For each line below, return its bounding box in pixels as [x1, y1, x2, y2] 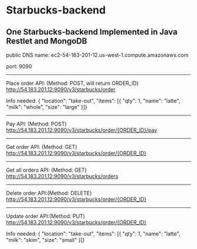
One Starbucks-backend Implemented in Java [6, 27, 178, 37]
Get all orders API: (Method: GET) [6, 166, 87, 173]
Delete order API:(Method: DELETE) [6, 190, 92, 196]
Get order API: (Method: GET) [6, 144, 77, 150]
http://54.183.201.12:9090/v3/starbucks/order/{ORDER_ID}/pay [6, 127, 157, 134]
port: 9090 [6, 63, 32, 70]
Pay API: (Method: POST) [6, 121, 67, 127]
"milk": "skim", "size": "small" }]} [6, 237, 85, 243]
